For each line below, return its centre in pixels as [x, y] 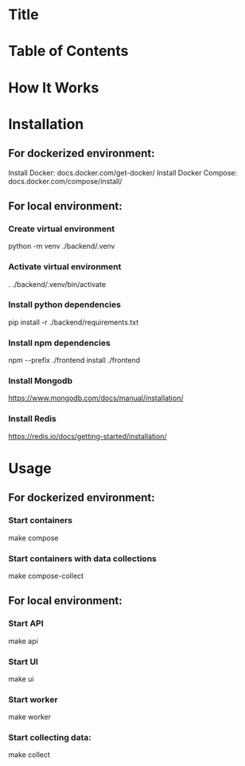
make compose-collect [46, 575]
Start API [26, 623]
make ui [21, 678]
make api [23, 641]
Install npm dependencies [60, 343]
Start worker [33, 699]
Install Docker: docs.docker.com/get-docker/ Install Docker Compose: [123, 172]
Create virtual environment [62, 229]
